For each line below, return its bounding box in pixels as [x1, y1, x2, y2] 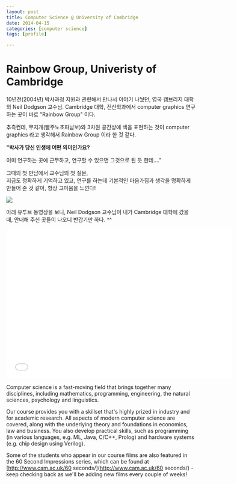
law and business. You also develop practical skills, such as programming [6, 427, 188, 435]
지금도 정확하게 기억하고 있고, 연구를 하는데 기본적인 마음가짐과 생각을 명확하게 [6, 177, 191, 184]
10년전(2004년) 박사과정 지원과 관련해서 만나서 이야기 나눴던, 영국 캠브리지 [6, 96, 183, 103]
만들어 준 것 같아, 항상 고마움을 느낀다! [6, 185, 96, 192]
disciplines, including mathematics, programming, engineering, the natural [6, 390, 191, 397]
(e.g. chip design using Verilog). [6, 440, 85, 447]
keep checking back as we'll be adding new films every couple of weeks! [6, 471, 188, 478]
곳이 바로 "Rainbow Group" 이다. [17, 111, 96, 118]
